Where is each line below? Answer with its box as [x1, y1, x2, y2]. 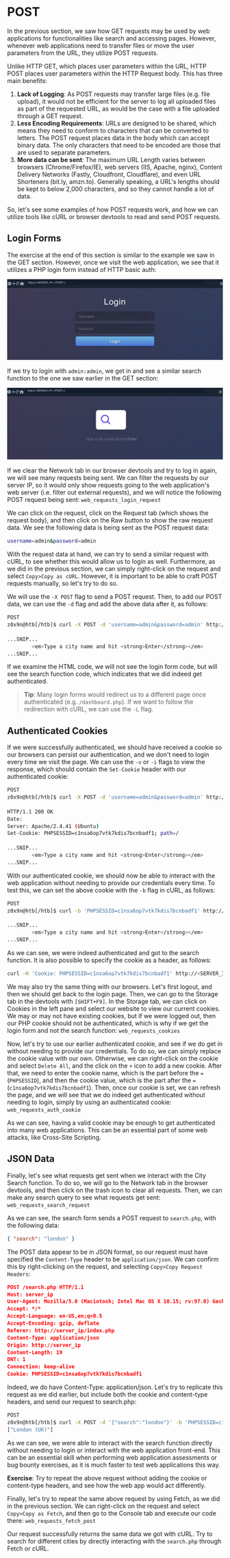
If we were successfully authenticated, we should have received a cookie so [7, 743, 222, 752]
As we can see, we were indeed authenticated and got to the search [7, 949, 200, 957]
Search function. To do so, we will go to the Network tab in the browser [7, 1178, 208, 1187]
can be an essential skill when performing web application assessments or [7, 1453, 218, 1461]
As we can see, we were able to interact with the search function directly [7, 1439, 213, 1447]
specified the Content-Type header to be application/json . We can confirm [7, 1255, 219, 1263]
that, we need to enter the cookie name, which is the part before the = [7, 1068, 204, 1077]
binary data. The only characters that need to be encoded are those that [16, 141, 221, 149]
